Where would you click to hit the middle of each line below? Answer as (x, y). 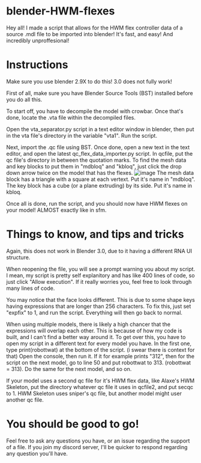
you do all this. (24, 99)
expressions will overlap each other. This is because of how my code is (94, 330)
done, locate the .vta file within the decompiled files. (71, 117)
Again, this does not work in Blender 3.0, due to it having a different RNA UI (99, 251)
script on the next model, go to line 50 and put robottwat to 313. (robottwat (98, 363)
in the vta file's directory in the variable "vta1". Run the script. (82, 135)
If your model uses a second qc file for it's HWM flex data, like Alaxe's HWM (100, 381)
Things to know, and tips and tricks (95, 234)
